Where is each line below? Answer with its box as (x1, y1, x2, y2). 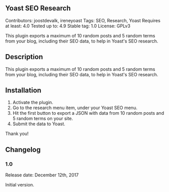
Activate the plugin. (12, 100, 54, 106)
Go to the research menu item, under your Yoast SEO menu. (12, 105, 138, 111)
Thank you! (5, 131, 29, 137)
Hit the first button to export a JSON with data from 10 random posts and (12, 110, 164, 116)
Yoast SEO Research (5, 4, 71, 13)
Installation (5, 86, 41, 95)
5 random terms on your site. (12, 116, 73, 122)
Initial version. (5, 182, 34, 188)
